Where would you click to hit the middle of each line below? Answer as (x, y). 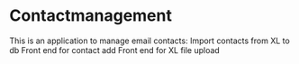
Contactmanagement (91, 16)
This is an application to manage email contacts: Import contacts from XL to (149, 41)
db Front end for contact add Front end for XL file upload (115, 50)
